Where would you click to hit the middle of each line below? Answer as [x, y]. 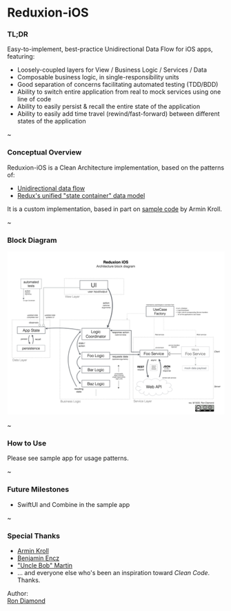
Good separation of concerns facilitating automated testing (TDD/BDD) [118, 85]
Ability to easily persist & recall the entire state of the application [109, 107]
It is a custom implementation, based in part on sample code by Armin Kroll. [115, 209]
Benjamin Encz [38, 558]
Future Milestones [38, 490]
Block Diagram [32, 240]
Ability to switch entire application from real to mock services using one [119, 92]
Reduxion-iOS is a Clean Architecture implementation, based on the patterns [116, 168]
